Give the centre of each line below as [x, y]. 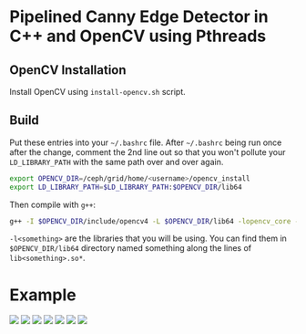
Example [43, 295]
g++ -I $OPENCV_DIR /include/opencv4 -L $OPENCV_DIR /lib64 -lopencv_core [150, 221]
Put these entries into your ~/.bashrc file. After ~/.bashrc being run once [146, 142]
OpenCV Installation [68, 70]
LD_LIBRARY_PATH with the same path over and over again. [117, 162]
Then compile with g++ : [52, 204]
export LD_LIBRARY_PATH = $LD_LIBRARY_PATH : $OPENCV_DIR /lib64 [126, 187]
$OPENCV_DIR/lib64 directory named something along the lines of [131, 248]
